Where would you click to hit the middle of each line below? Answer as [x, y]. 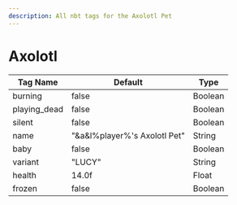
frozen [25, 188]
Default [128, 82]
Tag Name [38, 82]
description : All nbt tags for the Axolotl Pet [90, 16]
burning [28, 96]
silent [23, 122]
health [24, 175]
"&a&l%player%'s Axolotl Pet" [128, 135]
